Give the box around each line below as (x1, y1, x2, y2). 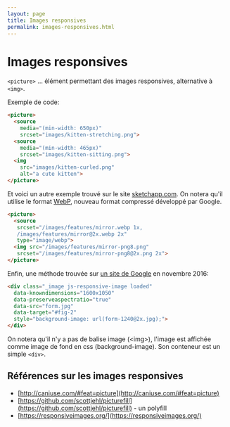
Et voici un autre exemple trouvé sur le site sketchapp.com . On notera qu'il (7, 189, 223, 198)
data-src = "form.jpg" (13, 302, 74, 310)
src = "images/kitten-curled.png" (20, 164, 115, 171)
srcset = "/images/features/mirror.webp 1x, (16, 224, 143, 231)
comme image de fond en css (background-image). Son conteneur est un (7, 343, 221, 351)
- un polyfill (133, 404, 167, 412)
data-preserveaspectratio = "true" (13, 296, 112, 303)
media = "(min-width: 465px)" (20, 144, 102, 151)
